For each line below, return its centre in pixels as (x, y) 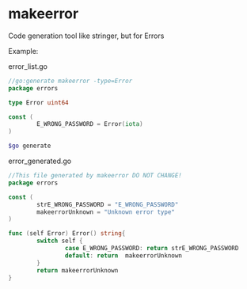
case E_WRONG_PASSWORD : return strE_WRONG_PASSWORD (152, 249)
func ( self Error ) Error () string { (67, 234)
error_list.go (28, 66)
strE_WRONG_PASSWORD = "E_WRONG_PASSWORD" (108, 204)
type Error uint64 (38, 103)
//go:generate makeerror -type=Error (70, 81)
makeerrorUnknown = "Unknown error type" (106, 212)
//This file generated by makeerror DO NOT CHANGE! (95, 176)
